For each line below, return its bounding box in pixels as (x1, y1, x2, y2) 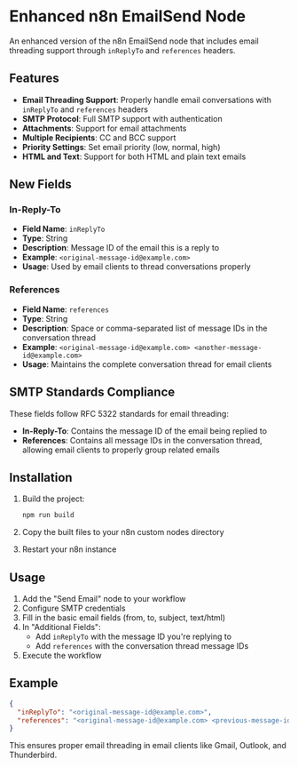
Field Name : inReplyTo (21, 224, 106, 235)
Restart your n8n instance (21, 544, 117, 555)
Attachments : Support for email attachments (21, 123, 187, 133)
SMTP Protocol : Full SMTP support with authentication (21, 113, 223, 124)
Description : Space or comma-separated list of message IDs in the (21, 323, 268, 333)
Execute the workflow (21, 651, 102, 661)
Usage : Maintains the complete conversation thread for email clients (21, 358, 272, 370)
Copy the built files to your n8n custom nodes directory (21, 527, 224, 538)
